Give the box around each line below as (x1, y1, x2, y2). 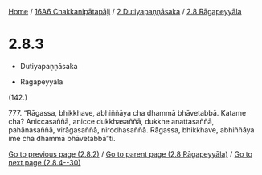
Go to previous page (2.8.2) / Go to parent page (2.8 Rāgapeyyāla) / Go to (8, 149, 253, 159)
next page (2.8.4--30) (8, 157, 81, 167)
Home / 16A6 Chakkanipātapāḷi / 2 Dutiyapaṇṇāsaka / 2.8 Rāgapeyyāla (8, 7, 242, 16)
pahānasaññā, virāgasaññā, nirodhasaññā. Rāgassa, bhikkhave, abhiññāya (8, 124, 255, 135)
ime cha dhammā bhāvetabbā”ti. (8, 133, 116, 143)
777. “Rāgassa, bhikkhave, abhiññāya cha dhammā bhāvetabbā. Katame (8, 108, 247, 117)
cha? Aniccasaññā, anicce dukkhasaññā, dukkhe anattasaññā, (8, 116, 215, 126)
